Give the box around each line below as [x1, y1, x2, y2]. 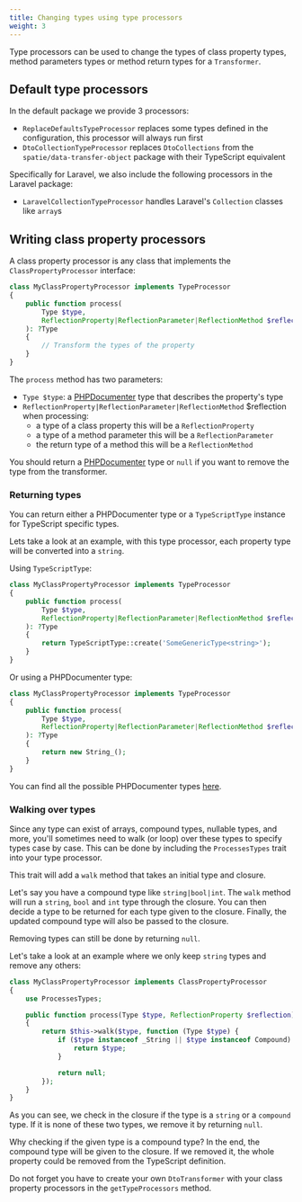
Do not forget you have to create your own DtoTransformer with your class [9, 1173, 283, 1184]
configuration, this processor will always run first [22, 132, 204, 144]
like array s [22, 206, 63, 217]
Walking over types [9, 803, 96, 815]
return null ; [57, 1068, 106, 1077]
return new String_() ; [41, 748, 127, 757]
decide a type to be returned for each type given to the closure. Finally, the [9, 905, 288, 917]
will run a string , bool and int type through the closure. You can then [9, 896, 267, 907]
